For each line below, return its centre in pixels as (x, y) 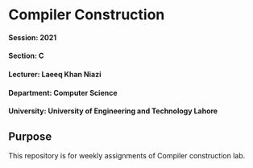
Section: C (26, 56)
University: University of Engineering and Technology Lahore (113, 111)
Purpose (30, 136)
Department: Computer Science (63, 92)
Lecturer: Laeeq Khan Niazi (55, 74)
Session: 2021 (33, 37)
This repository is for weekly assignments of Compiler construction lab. (127, 155)
